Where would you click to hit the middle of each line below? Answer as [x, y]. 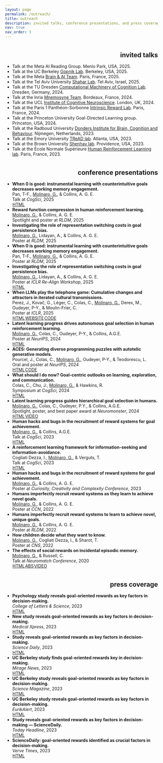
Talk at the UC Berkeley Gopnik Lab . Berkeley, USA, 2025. [70, 71]
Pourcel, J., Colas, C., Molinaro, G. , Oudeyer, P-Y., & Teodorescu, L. [79, 359]
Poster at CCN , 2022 [33, 509]
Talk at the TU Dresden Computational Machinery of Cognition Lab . [79, 87]
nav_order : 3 [18, 32]
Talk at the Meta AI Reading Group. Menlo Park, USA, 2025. [71, 66]
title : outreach [21, 18]
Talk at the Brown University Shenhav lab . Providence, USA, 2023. [78, 144]
